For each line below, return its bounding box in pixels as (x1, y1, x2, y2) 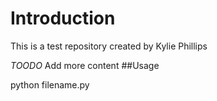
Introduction (10, 7, 116, 30)
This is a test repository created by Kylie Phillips (10, 40, 208, 52)
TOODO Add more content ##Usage (10, 59, 160, 71)
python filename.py (10, 78, 90, 91)
